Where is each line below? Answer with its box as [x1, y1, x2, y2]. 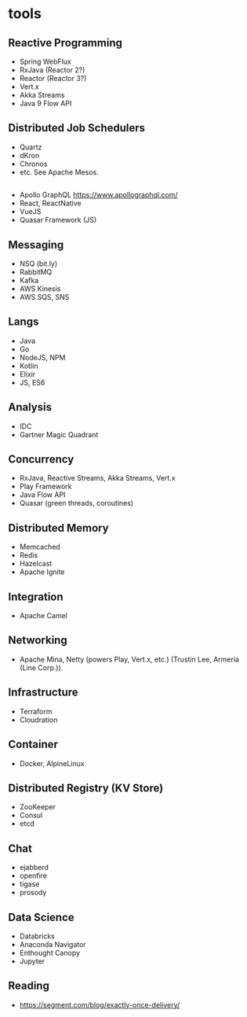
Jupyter [19, 956, 45, 966]
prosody [19, 888, 47, 897]
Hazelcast [19, 559, 53, 569]
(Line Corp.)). [19, 662, 64, 672]
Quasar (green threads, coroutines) [19, 499, 134, 508]
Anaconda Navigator [19, 939, 86, 949]
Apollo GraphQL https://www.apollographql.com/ [19, 190, 178, 200]
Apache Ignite [19, 567, 65, 577]
